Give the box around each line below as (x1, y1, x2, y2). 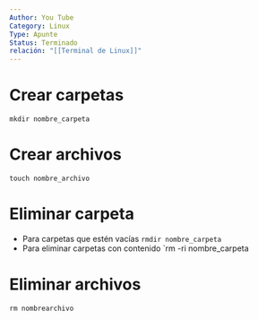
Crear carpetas (9, 85, 124, 106)
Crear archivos (9, 144, 123, 165)
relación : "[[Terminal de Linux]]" (9, 47, 142, 56)
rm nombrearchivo (9, 304, 74, 313)
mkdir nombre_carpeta (9, 115, 90, 124)
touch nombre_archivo (9, 174, 90, 183)
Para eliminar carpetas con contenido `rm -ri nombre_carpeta (21, 243, 249, 254)
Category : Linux (9, 22, 70, 30)
